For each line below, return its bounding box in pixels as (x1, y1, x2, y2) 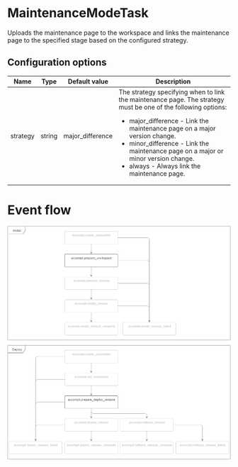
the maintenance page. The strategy (118, 95, 225, 103)
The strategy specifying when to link (118, 87, 225, 96)
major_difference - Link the (129, 116, 209, 125)
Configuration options (7, 57, 108, 69)
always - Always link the (129, 162, 201, 170)
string (40, 131, 58, 140)
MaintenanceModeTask (7, 5, 149, 21)
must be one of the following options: (118, 103, 227, 111)
